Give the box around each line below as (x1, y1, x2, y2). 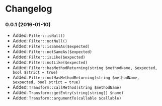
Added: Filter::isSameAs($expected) (12, 43, 90, 49)
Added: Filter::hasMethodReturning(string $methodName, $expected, (12, 65, 157, 71)
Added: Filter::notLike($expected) (12, 59, 88, 66)
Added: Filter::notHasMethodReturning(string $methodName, (12, 74, 140, 81)
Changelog (5, 3, 52, 15)
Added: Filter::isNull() (12, 32, 65, 38)
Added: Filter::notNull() (12, 38, 68, 44)
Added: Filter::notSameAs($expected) (12, 48, 92, 55)
